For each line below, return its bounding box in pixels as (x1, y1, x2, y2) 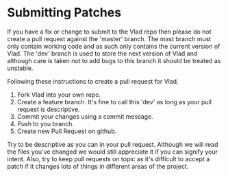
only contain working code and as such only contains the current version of (7, 42, 220, 50)
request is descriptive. (16, 105, 80, 113)
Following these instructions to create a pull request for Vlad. (7, 77, 179, 85)
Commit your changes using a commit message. (16, 112, 154, 121)
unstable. (7, 64, 34, 72)
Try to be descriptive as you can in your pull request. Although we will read (7, 140, 218, 148)
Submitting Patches (7, 5, 122, 21)
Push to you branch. (16, 119, 74, 128)
